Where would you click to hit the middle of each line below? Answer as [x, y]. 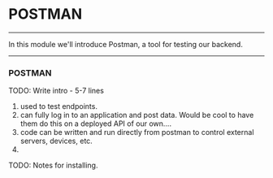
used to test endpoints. [58, 106]
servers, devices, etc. [56, 141]
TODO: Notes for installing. [53, 165]
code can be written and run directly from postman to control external [137, 132]
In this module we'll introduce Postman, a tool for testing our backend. [126, 44]
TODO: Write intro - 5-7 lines [56, 91]
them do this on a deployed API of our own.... [96, 124]
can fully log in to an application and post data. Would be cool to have [137, 115]
